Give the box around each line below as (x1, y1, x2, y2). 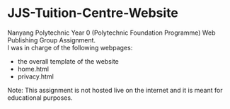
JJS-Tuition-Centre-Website (7, 5, 179, 21)
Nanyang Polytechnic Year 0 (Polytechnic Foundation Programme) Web (7, 28, 216, 37)
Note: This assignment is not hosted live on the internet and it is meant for (7, 86, 223, 94)
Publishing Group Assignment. (7, 35, 96, 44)
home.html (17, 64, 50, 73)
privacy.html (17, 72, 54, 81)
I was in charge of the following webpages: (7, 43, 133, 52)
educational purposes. (7, 93, 73, 102)
